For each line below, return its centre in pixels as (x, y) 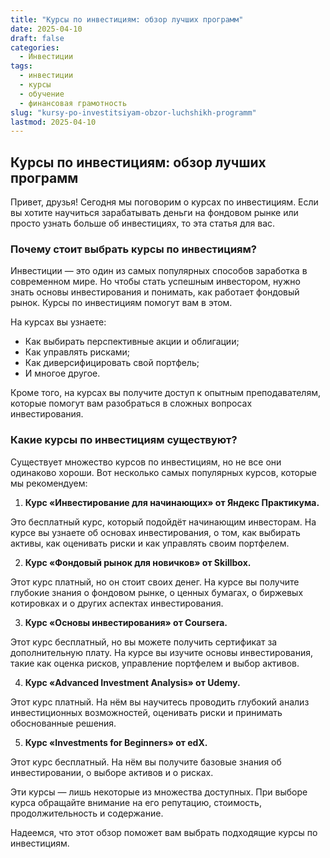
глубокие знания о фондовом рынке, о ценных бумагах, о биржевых (157, 592)
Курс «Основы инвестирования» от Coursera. (126, 622)
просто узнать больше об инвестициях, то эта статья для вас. (143, 223)
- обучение (42, 94)
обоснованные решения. (63, 723)
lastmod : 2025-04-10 (53, 122)
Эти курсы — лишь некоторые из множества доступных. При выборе (159, 792)
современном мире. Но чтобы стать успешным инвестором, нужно (155, 282)
